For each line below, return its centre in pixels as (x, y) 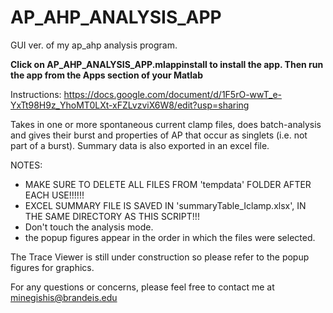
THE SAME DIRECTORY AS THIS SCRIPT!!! (112, 216)
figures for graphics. (52, 267)
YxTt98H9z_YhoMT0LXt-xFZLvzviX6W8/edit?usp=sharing (130, 105)
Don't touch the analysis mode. (89, 227)
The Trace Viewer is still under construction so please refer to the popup (160, 257)
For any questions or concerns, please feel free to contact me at (142, 287)
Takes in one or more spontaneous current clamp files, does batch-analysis (166, 124)
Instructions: (36, 94)
